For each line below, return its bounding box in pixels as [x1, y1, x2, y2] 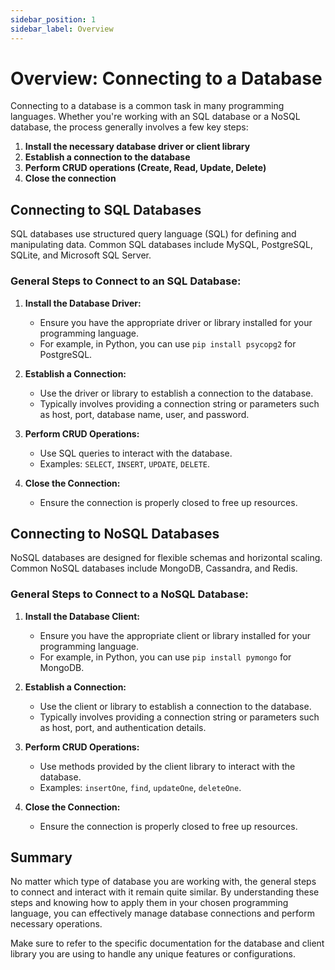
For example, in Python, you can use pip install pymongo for [39, 651, 292, 663]
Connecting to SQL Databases [10, 201, 202, 218]
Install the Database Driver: [24, 297, 142, 309]
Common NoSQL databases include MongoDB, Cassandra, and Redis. [10, 562, 298, 575]
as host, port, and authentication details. [39, 721, 207, 733]
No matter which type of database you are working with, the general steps [10, 876, 317, 888]
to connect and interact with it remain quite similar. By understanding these [10, 886, 320, 898]
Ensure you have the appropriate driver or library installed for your [39, 316, 313, 328]
